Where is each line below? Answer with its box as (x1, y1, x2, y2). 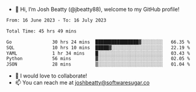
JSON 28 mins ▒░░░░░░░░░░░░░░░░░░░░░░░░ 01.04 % (6, 61, 190, 67)
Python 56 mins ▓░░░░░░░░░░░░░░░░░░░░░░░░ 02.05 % (6, 56, 190, 62)
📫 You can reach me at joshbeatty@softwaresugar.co (14, 79, 150, 87)
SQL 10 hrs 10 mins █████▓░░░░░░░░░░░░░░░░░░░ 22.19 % (6, 44, 190, 51)
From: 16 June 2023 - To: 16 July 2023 (6, 17, 107, 23)
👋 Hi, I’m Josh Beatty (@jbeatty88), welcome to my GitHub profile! (14, 6, 180, 13)
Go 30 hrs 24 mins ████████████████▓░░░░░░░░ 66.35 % (6, 39, 190, 45)
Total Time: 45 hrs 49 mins (6, 28, 77, 34)
